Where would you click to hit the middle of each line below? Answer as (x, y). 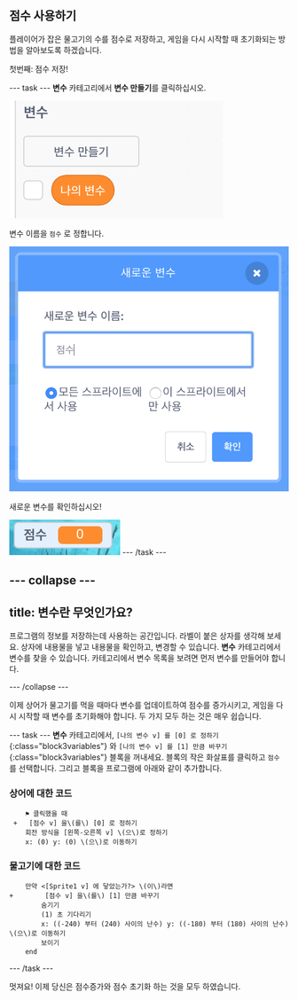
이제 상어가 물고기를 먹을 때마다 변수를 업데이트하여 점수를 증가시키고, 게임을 (142, 705)
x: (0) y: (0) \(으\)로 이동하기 (81, 842)
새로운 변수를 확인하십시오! (55, 507)
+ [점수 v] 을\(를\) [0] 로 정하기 (75, 823)
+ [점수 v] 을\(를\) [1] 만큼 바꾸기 (84, 896)
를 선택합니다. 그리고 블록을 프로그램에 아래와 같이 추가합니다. (116, 768)
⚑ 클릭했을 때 (47, 814)
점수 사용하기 (43, 16)
